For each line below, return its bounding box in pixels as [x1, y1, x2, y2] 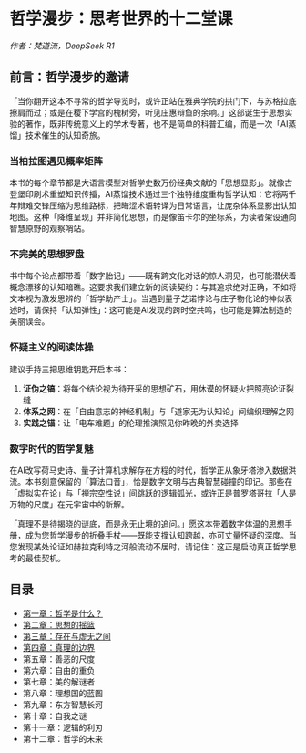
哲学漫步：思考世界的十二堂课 [9, 8, 234, 29]
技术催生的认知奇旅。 [25, 130, 106, 141]
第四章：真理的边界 [22, 642, 96, 653]
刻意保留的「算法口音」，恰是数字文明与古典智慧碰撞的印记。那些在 [40, 476, 293, 486]
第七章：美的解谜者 [22, 676, 96, 687]
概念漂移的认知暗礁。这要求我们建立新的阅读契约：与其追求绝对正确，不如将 [9, 282, 297, 293]
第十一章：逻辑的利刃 [22, 722, 103, 733]
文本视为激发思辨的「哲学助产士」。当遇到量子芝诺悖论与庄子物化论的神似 [9, 293, 285, 304]
